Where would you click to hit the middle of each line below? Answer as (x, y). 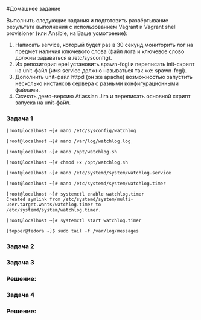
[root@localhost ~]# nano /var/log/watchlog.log (69, 141)
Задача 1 (20, 118)
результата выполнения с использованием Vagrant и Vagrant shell (91, 27)
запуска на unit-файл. (43, 103)
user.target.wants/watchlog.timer (50, 205)
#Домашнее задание (33, 9)
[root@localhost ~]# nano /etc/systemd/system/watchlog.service (89, 173)
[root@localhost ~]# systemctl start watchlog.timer (74, 221)
